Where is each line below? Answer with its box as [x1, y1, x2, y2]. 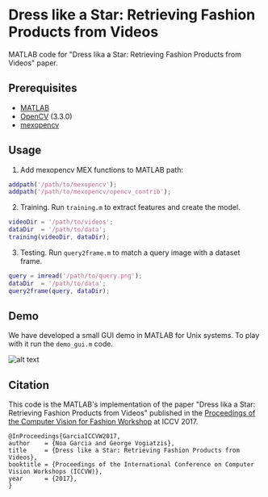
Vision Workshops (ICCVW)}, [8, 468, 103, 476]
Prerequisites [8, 81, 77, 95]
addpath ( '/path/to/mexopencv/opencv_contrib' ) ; [8, 188, 172, 196]
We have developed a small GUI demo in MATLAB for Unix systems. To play [8, 331, 260, 340]
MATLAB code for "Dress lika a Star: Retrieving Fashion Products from [8, 49, 242, 59]
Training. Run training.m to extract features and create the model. [19, 203, 241, 212]
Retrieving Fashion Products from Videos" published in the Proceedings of [8, 408, 256, 418]
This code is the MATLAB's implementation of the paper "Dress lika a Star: [8, 399, 256, 409]
